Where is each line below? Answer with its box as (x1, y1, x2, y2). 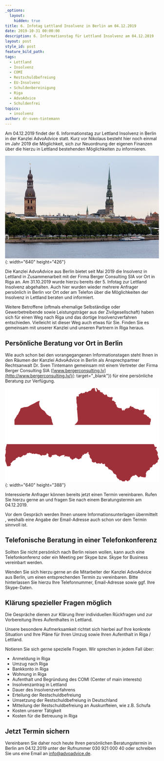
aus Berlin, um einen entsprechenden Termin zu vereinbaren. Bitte (5, 574, 138, 580)
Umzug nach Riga (12, 661, 48, 667)
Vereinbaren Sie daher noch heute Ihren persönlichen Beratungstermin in (5, 740, 152, 746)
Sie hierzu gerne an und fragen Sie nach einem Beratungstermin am (5, 497, 142, 502)
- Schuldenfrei (9, 101, 41, 106)
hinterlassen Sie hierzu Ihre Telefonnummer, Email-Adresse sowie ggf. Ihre (5, 579, 155, 585)
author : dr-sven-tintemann (5, 117, 60, 121)
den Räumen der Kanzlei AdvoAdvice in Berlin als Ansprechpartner (5, 357, 140, 363)
